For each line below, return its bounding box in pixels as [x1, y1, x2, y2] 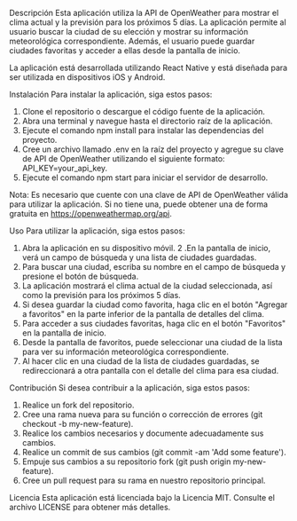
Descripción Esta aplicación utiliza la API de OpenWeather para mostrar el [9, 8, 279, 18]
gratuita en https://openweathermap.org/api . [9, 209, 173, 218]
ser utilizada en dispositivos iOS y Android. [9, 72, 166, 83]
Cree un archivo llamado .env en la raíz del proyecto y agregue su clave [21, 144, 284, 154]
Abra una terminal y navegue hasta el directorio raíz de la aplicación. [21, 115, 273, 126]
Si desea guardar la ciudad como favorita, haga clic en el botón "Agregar [21, 299, 288, 310]
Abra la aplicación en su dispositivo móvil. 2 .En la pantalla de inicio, [21, 243, 271, 253]
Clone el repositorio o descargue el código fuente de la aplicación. [21, 107, 266, 116]
